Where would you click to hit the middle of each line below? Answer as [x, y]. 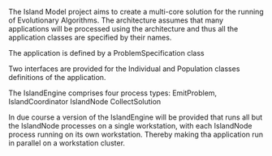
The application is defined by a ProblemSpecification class [106, 53]
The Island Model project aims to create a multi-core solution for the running [136, 12]
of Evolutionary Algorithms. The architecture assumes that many [116, 20]
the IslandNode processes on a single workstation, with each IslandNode [130, 126]
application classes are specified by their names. [90, 37]
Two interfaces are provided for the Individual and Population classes [124, 69]
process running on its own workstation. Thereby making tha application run [136, 134]
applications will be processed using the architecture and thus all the [123, 29]
